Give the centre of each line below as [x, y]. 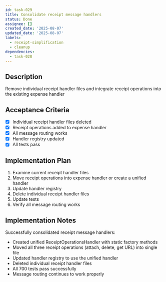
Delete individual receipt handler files [51, 194]
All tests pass [26, 145]
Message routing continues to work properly [58, 274]
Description [24, 76]
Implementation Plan [38, 161]
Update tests [25, 199]
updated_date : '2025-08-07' [34, 33]
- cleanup [20, 47]
